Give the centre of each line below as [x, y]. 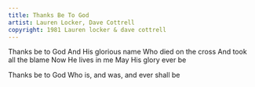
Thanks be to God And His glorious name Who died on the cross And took [127, 52]
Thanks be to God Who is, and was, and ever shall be [94, 75]
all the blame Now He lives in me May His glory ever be [97, 60]
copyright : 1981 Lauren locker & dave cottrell [87, 30]
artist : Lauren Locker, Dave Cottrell [71, 23]
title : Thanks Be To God [49, 15]
